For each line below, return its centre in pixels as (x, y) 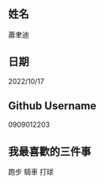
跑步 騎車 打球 (31, 172)
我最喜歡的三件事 (50, 151)
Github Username (52, 106)
